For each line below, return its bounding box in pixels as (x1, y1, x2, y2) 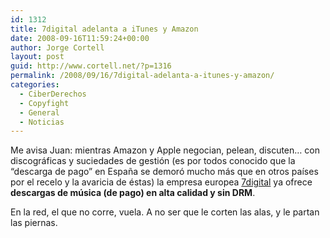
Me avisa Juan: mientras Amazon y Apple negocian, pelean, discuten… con (10, 144, 321, 156)
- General (19, 107, 60, 118)
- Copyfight (19, 98, 70, 108)
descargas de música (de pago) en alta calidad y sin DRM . (10, 187, 256, 199)
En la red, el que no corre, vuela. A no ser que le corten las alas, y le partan (10, 206, 320, 218)
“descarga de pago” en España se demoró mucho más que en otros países (10, 166, 319, 178)
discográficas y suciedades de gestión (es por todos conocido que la (10, 155, 296, 167)
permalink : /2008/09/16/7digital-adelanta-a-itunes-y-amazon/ (10, 71, 275, 81)
